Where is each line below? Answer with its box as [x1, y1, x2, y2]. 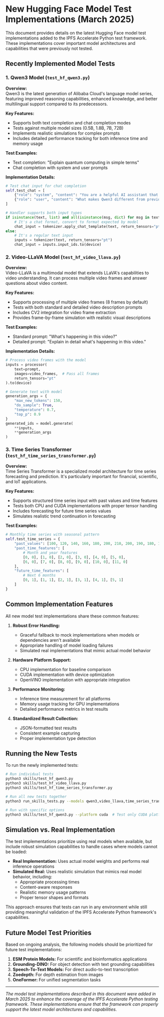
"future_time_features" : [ [14, 568, 69, 574]
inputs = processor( [5, 362, 48, 367]
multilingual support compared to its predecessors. [5, 101, 108, 107]
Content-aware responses [19, 884, 73, 890]
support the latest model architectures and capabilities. [5, 1006, 117, 1013]
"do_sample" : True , [14, 403, 54, 408]
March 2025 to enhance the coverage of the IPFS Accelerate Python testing [5, 996, 158, 1002]
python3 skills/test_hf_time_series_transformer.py [5, 785, 112, 791]
